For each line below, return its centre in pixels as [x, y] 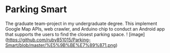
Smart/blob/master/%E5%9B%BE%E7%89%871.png [61, 45]
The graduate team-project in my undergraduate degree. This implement [81, 23]
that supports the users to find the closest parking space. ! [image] [75, 34]
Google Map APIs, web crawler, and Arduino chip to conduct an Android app [85, 29]
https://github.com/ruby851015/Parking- [49, 40]
